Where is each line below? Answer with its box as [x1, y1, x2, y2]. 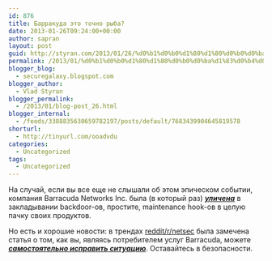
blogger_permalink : [8, 95, 74, 103]
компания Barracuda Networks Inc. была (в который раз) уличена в [8, 194, 241, 203]
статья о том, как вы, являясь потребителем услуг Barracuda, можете [8, 235, 251, 245]
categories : [8, 139, 49, 148]
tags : [8, 155, 27, 163]
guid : [8, 49, 27, 58]
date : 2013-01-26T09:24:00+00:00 [8, 27, 121, 35]
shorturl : [8, 125, 42, 133]
